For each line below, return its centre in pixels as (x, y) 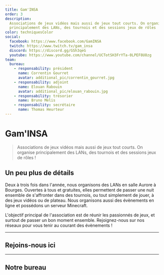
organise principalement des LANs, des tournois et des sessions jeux (86, 152)
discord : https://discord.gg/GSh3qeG (48, 50)
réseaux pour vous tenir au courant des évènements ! (59, 225)
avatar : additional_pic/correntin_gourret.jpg (66, 78)
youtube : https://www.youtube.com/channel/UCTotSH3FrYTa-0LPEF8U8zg (81, 55)
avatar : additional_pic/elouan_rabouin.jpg (63, 91)
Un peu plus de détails (40, 173)
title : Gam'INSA (21, 10)
